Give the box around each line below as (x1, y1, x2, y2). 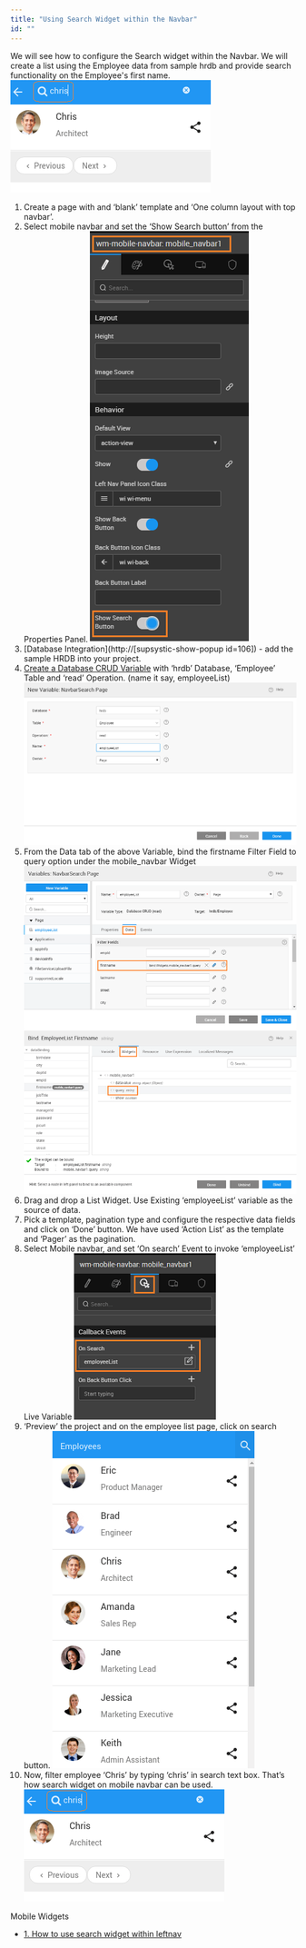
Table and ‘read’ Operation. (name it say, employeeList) (23, 672, 231, 683)
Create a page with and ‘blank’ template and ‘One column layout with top (23, 201, 296, 213)
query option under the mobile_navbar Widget (23, 855, 196, 867)
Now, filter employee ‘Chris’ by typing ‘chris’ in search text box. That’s (23, 1769, 285, 1780)
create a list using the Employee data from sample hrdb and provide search (10, 60, 291, 71)
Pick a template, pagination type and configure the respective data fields (23, 1214, 296, 1225)
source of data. (23, 1204, 81, 1215)
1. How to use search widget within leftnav (23, 1928, 183, 1939)
